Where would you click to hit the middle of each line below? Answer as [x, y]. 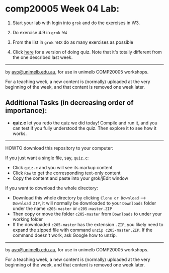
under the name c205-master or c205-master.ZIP [62, 208]
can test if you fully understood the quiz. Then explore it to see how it [84, 128]
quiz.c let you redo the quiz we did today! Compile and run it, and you [85, 123]
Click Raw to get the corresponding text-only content [66, 173]
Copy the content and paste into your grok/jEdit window [70, 178]
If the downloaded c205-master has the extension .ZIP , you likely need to [88, 224]
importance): [26, 111]
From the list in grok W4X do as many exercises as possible [73, 42]
